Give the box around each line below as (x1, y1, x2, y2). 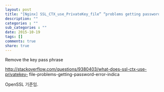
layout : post (5, 7, 32, 12)
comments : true (5, 39, 36, 44)
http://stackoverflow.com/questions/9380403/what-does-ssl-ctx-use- (5, 66, 147, 72)
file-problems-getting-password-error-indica (29, 71, 120, 77)
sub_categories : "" (5, 25, 47, 30)
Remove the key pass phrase (5, 56, 63, 62)
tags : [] (5, 35, 23, 39)
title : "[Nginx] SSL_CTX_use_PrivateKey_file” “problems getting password (5, 12, 161, 17)
